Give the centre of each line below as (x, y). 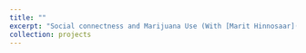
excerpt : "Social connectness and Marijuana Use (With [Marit (130, 26)
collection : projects (51, 34)
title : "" (28, 18)
